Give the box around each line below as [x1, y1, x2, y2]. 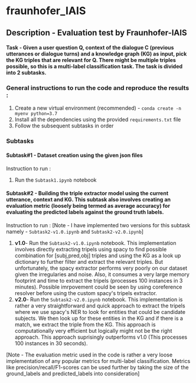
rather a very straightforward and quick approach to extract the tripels [14, 302, 185, 309]
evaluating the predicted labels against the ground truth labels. [6, 208, 164, 216]
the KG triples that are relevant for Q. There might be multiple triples [6, 57, 176, 64]
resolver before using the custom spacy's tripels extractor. [14, 289, 158, 296]
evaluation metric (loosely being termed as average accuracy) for [6, 202, 170, 209]
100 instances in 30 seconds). [14, 339, 88, 346]
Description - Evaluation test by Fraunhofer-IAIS [6, 28, 187, 38]
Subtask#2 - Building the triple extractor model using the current [6, 190, 169, 197]
